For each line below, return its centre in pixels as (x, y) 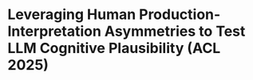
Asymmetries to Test (175, 31)
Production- (180, 15)
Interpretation (54, 31)
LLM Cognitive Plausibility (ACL (114, 48)
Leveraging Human (72, 15)
